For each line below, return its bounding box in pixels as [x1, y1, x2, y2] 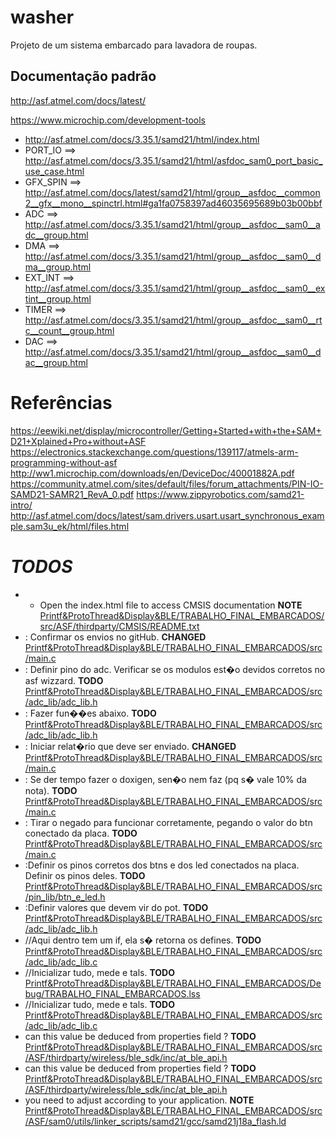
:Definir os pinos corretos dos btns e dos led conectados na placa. [24, 859, 300, 871]
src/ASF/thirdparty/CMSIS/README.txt [39, 620, 200, 632]
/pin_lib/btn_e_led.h [24, 891, 106, 903]
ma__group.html [24, 261, 92, 273]
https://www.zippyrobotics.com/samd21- [136, 488, 305, 500]
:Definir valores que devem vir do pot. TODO [24, 901, 209, 913]
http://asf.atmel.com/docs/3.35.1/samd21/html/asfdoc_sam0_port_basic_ [24, 154, 323, 166]
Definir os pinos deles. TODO [24, 869, 146, 881]
